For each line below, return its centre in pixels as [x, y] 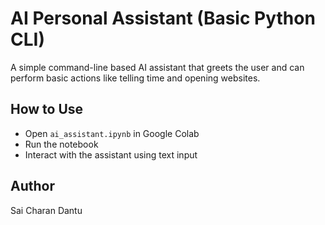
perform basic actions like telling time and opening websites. [135, 78]
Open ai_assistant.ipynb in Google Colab [112, 133]
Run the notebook [61, 144]
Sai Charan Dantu [46, 210]
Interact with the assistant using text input [111, 154]
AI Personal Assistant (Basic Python [163, 18]
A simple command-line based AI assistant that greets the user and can [157, 67]
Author [32, 186]
